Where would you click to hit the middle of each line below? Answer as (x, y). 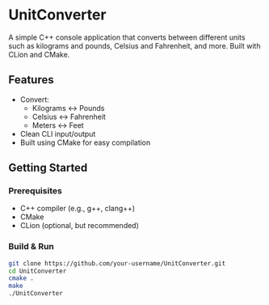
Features (31, 80)
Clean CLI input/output (58, 133)
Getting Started (48, 168)
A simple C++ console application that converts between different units (127, 37)
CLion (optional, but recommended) (80, 226)
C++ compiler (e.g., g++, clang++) (78, 209)
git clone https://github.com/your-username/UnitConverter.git (117, 263)
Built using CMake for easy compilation (85, 142)
